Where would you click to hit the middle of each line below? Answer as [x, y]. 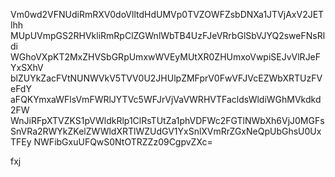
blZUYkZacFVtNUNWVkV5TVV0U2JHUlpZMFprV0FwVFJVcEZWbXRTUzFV [166, 78]
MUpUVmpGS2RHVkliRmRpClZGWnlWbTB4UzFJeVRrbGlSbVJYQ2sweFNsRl [168, 35]
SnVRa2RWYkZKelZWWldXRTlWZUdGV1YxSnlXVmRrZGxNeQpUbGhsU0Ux [166, 131]
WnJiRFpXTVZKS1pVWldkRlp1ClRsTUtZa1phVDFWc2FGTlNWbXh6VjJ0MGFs [167, 120]
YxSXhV [27, 67]
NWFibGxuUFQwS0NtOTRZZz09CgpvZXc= [123, 142]
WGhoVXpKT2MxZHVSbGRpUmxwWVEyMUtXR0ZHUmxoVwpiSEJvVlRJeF [166, 57]
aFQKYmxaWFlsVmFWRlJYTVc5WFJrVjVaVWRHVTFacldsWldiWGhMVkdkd [166, 99]
